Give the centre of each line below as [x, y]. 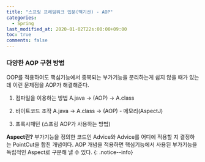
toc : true [19, 35]
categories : [21, 18]
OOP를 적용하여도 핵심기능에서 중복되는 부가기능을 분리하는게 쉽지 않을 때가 [97, 78]
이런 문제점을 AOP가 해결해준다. [51, 85]
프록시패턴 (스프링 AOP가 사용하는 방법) [63, 124]
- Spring [23, 23]
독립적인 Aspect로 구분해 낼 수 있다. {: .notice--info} [70, 152]
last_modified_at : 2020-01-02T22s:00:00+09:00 [67, 29]
